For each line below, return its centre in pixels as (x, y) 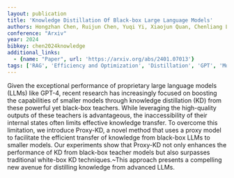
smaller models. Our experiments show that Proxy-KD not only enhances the (117, 144)
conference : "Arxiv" (37, 33)
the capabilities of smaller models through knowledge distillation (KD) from (114, 100)
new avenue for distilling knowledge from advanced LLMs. (91, 167)
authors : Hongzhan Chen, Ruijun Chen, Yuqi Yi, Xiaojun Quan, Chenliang (115, 27)
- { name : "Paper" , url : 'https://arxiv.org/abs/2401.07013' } (104, 59)
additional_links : (34, 53)
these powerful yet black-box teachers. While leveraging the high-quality (112, 107)
